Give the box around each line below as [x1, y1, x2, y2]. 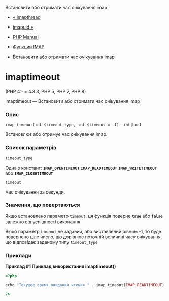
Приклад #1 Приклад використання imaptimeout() [5, 263, 116, 269]
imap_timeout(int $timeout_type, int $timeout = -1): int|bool [5, 122, 142, 128]
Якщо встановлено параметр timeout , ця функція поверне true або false [5, 213, 163, 219]
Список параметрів [5, 144, 57, 151]
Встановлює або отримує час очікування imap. [5, 131, 108, 138]
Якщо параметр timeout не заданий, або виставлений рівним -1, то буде [5, 228, 161, 234]
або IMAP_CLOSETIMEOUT [5, 170, 53, 176]
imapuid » [12, 24, 34, 30]
